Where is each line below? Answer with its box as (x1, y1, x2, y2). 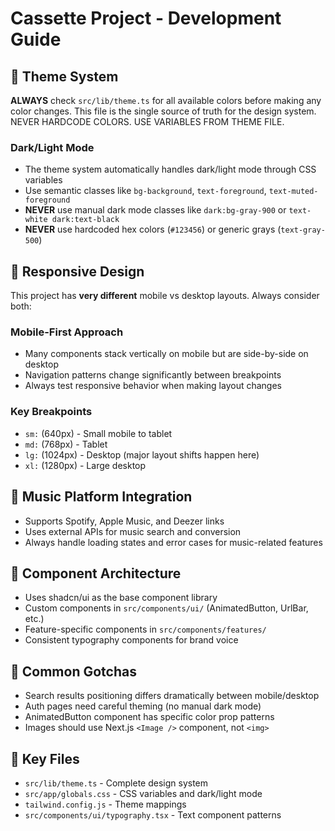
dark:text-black (51, 215, 120, 225)
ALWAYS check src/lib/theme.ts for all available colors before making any (10, 95, 322, 106)
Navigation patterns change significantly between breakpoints (24, 369, 282, 381)
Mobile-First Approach (10, 325, 124, 339)
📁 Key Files (10, 750, 80, 767)
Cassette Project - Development (10, 7, 282, 30)
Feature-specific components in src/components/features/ (24, 623, 267, 636)
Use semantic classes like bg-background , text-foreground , (24, 185, 267, 197)
